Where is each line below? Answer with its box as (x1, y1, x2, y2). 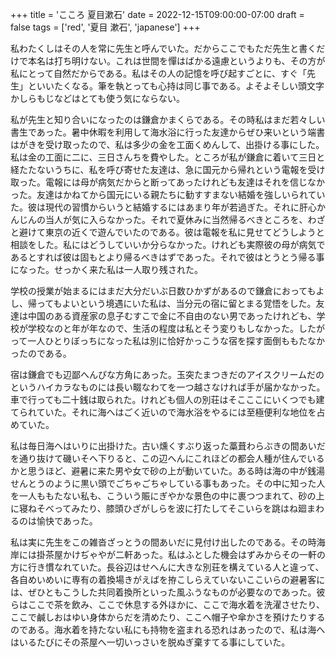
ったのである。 (10, 348, 72, 359)
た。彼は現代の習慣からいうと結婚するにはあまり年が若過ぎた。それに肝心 (10, 201, 317, 213)
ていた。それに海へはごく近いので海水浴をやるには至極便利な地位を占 (36, 406, 326, 418)
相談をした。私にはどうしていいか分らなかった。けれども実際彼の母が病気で (10, 239, 326, 250)
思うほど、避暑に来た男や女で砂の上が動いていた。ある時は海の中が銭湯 (27, 465, 325, 477)
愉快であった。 (36, 515, 98, 527)
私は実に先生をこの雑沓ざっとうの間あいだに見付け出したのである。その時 (10, 536, 317, 548)
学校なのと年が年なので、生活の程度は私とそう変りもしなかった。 (27, 323, 300, 334)
